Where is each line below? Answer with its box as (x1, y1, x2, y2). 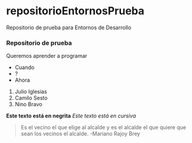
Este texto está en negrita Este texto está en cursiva (6, 112, 136, 120)
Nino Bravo (14, 101, 43, 108)
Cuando (14, 64, 35, 71)
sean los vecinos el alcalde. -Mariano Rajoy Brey (20, 130, 140, 138)
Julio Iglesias (14, 88, 48, 95)
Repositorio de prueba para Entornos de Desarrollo (6, 24, 132, 31)
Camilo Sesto (14, 94, 48, 102)
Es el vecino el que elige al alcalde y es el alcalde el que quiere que (20, 124, 187, 131)
